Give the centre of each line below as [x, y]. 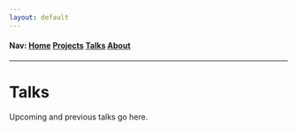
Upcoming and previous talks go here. [79, 117]
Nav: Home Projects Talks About [70, 46]
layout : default [39, 17]
